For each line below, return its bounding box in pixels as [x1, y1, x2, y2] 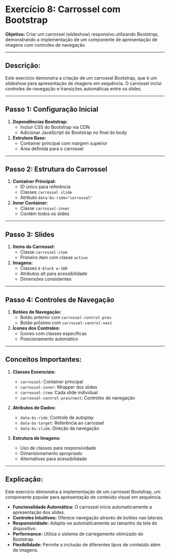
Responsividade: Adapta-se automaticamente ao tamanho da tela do [12, 520, 157, 526]
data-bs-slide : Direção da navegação [20, 425, 100, 431]
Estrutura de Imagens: [12, 435, 61, 441]
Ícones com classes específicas [20, 331, 87, 336]
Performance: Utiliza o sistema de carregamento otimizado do [12, 531, 144, 537]
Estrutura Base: [12, 134, 47, 141]
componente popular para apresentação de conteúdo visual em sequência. [5, 494, 162, 500]
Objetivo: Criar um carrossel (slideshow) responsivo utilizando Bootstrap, [5, 31, 159, 37]
